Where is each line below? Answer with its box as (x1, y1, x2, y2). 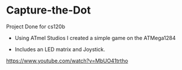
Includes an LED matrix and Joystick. (14, 45, 106, 53)
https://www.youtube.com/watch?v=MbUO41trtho (6, 57, 129, 64)
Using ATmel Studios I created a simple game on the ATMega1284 (14, 34, 176, 41)
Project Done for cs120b (6, 23, 65, 30)
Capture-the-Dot (6, 4, 91, 17)
